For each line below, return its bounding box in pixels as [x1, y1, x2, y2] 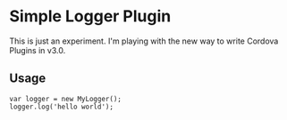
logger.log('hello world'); [9, 102, 114, 111]
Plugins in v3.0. [9, 44, 66, 55]
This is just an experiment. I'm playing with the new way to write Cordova [9, 36, 279, 46]
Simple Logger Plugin [9, 6, 172, 27]
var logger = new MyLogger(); [9, 94, 122, 103]
